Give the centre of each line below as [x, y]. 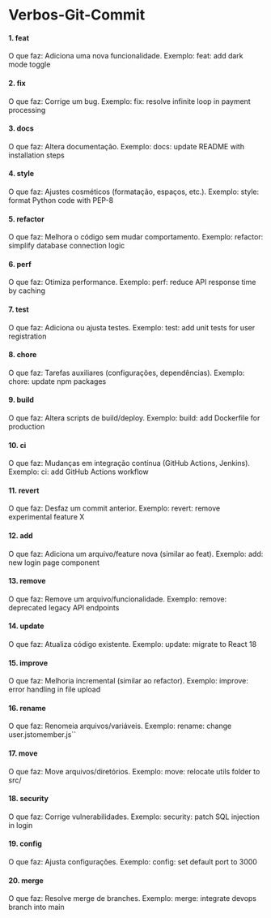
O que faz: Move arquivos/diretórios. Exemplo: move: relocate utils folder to [134, 771]
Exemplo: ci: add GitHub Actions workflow [78, 472]
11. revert [24, 490]
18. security [28, 799]
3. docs [21, 128]
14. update [26, 626]
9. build [21, 400]
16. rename [27, 708]
